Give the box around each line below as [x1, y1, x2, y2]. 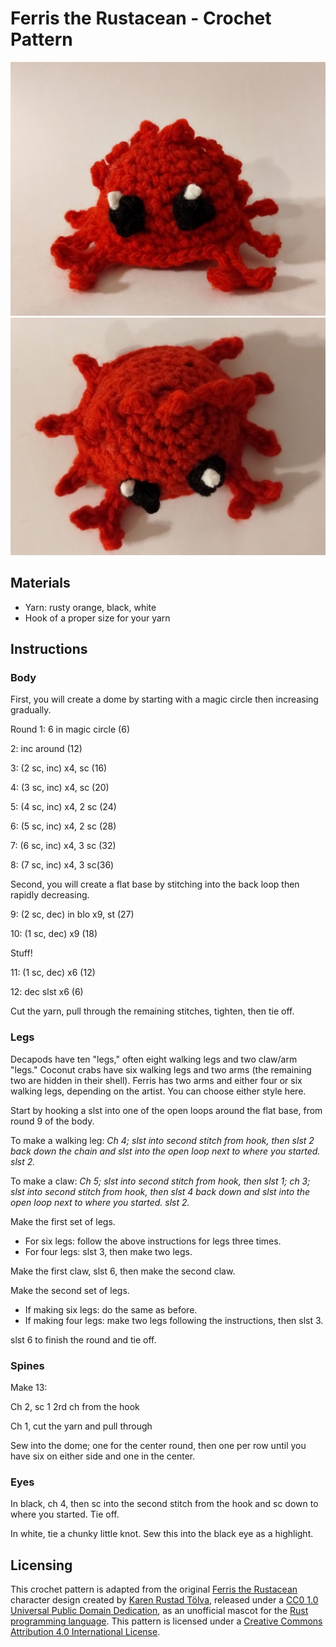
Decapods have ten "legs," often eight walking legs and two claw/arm [10, 1053, 298, 1065]
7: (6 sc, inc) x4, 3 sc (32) [10, 840, 117, 852]
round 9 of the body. [10, 1115, 95, 1127]
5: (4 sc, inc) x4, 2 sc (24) [10, 801, 117, 813]
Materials [10, 575, 71, 592]
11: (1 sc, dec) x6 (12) [10, 967, 96, 979]
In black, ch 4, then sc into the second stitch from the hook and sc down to [10, 1498, 319, 1510]
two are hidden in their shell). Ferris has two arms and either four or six [10, 1074, 303, 1086]
